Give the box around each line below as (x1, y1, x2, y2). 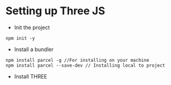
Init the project (14, 24, 50, 31)
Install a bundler (14, 46, 54, 53)
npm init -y (5, 35, 35, 41)
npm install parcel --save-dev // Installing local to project (5, 62, 166, 68)
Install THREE (14, 73, 47, 80)
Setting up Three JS (5, 4, 105, 18)
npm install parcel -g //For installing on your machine (5, 57, 150, 63)
